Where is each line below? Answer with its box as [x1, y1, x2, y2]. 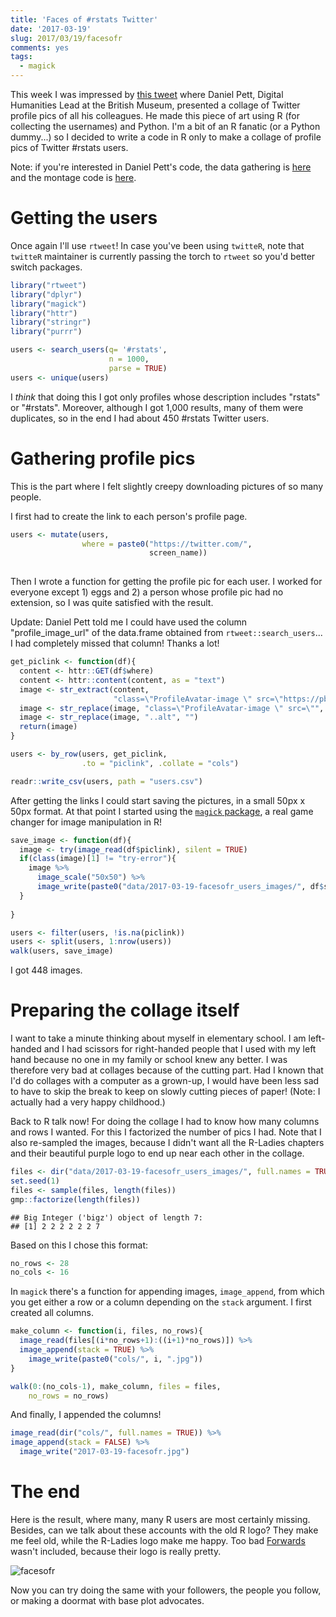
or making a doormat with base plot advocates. [10, 1595, 205, 1606]
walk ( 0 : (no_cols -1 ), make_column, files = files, [10, 1381, 222, 1391]
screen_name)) [148, 548, 208, 558]
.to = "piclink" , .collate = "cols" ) [81, 758, 240, 768]
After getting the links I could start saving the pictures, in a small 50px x [10, 794, 306, 806]
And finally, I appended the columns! [10, 1409, 162, 1421]
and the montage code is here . [10, 172, 137, 183]
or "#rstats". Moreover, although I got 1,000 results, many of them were [10, 401, 304, 413]
